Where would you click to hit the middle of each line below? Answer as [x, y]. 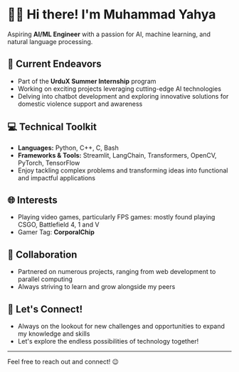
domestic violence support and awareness [80, 104]
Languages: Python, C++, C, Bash [68, 148]
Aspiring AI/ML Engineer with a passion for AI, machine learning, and [109, 34]
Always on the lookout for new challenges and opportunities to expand [121, 326]
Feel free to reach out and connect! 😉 [63, 362]
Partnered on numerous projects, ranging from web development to [117, 272]
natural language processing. [50, 41]
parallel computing [45, 279]
